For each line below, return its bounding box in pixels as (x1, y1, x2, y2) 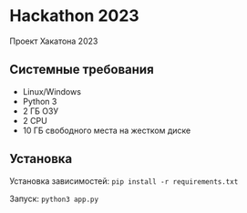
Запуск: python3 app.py (9, 193, 98, 204)
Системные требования (9, 62, 155, 77)
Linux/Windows (22, 86, 82, 96)
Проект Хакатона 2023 (9, 35, 98, 46)
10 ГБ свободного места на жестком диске (22, 125, 191, 136)
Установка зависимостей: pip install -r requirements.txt (9, 175, 239, 187)
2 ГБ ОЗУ (22, 106, 59, 117)
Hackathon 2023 (9, 5, 139, 26)
